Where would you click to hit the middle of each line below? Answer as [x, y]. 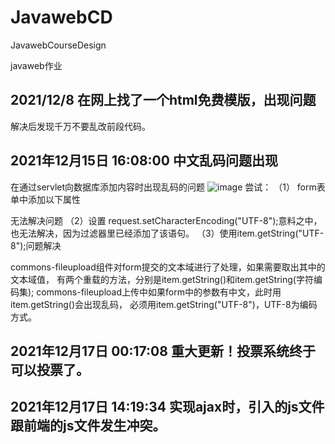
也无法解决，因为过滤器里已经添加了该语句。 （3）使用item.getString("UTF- [167, 233]
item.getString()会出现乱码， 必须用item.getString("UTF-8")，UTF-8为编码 [164, 304]
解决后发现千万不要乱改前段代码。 [80, 126]
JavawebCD [61, 17]
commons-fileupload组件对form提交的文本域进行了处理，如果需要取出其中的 [168, 267]
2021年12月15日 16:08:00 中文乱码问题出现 [144, 161]
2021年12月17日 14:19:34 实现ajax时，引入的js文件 [167, 407]
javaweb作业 [36, 65]
